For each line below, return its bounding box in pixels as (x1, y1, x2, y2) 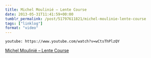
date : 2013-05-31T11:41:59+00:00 (5, 12, 74, 17)
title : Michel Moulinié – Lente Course (5, 7, 87, 12)
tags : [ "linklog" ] (5, 21, 43, 26)
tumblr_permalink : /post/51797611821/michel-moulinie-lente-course (5, 16, 147, 21)
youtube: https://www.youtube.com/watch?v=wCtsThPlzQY (5, 39, 120, 44)
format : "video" (5, 26, 38, 30)
